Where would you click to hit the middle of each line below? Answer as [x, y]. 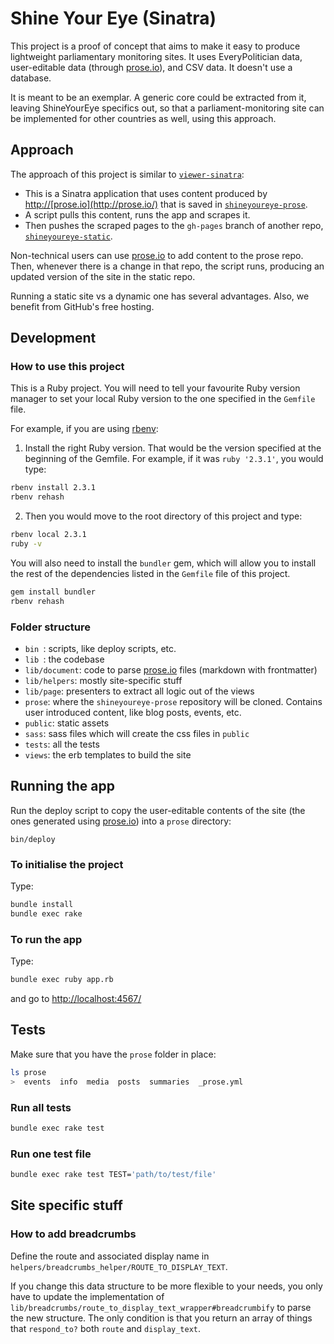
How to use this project [67, 367]
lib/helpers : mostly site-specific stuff [103, 680]
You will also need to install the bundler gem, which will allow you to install [163, 563]
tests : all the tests [62, 744]
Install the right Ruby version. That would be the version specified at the [173, 448]
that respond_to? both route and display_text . [106, 1328]
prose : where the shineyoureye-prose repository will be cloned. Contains [173, 701]
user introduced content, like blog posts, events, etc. [133, 712]
